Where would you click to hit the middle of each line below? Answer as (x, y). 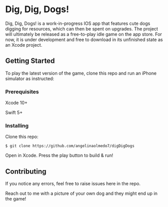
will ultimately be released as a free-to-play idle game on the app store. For (84, 34)
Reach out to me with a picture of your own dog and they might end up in (81, 193)
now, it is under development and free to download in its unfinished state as (84, 40)
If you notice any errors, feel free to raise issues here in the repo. (73, 184)
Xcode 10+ (16, 103)
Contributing (26, 171)
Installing (17, 125)
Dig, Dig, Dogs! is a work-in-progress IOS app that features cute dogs (78, 23)
